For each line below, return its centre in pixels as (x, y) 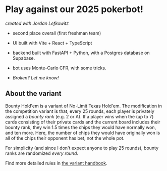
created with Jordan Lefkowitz (37, 23)
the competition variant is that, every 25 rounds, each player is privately (80, 111)
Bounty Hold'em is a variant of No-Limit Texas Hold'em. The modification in (84, 106)
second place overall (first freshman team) (57, 33)
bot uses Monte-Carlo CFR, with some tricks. (59, 68)
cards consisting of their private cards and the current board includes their (83, 122)
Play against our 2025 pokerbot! (74, 9)
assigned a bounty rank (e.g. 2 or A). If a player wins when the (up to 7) (79, 116)
